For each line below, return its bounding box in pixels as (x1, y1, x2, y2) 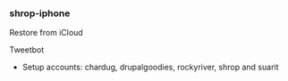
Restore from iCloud (9, 28, 83, 38)
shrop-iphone (9, 7, 71, 20)
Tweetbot (9, 45, 45, 55)
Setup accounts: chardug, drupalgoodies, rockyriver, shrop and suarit (21, 61, 279, 73)
